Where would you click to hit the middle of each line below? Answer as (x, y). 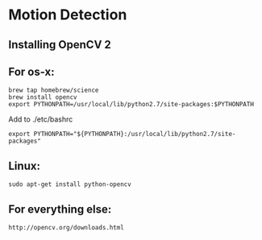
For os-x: (31, 71)
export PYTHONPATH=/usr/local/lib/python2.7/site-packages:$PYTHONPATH (131, 105)
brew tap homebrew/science (54, 90)
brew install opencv (43, 97)
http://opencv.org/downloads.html (67, 228)
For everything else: (60, 209)
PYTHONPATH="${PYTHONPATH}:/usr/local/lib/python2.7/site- (135, 134)
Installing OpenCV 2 (60, 45)
